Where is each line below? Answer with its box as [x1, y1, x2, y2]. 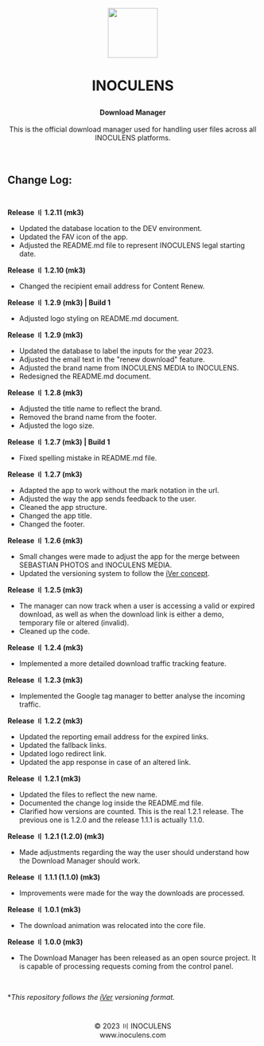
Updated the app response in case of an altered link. [18, 758, 192, 766]
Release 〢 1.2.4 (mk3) [7, 643, 84, 652]
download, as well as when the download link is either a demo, [18, 609, 224, 619]
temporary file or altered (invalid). [18, 618, 130, 627]
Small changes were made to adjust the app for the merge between [18, 552, 240, 561]
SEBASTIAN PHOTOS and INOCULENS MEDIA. [18, 560, 173, 570]
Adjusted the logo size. [18, 421, 95, 430]
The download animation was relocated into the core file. [18, 921, 206, 930]
